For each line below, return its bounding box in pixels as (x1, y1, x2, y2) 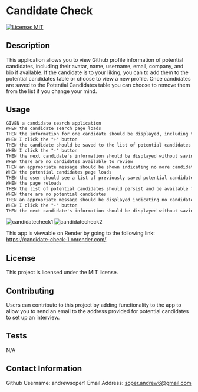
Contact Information (6, 364, 82, 374)
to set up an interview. (6, 314, 60, 321)
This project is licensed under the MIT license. (6, 269, 118, 276)
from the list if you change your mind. (6, 87, 97, 95)
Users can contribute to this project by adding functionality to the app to (6, 301, 181, 308)
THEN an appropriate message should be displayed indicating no (6, 197, 167, 202)
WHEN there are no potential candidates (6, 191, 107, 197)
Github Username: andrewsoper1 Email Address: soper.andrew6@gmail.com (6, 379, 192, 386)
